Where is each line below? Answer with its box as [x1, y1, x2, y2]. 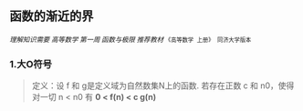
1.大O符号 [9, 57, 53, 70]
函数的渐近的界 [9, 8, 94, 25]
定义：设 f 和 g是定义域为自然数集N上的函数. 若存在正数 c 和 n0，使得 [31, 80, 295, 91]
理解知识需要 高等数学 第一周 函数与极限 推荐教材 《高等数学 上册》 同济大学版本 [9, 35, 252, 44]
